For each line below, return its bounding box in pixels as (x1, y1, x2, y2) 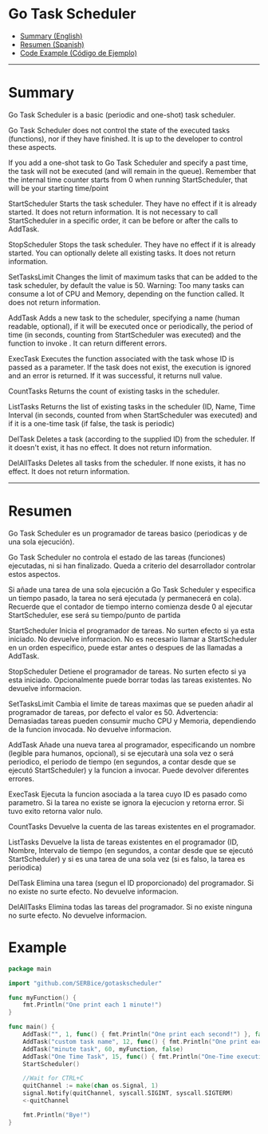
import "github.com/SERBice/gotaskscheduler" (8, 979, 162, 987)
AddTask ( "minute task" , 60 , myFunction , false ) (22, 1045, 183, 1053)
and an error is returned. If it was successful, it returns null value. (8, 370, 223, 380)
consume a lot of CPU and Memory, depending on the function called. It (8, 289, 245, 298)
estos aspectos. (8, 569, 61, 579)
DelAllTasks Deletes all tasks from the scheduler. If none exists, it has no (8, 458, 246, 468)
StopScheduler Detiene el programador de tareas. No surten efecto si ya (8, 666, 246, 676)
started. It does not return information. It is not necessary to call (8, 207, 218, 216)
